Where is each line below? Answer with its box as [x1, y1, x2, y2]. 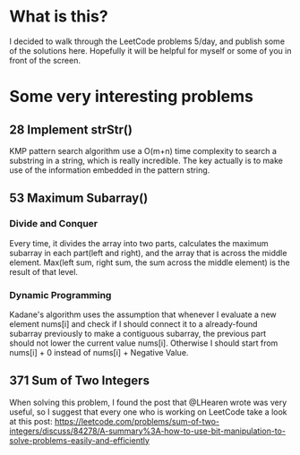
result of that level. [9, 266, 79, 277]
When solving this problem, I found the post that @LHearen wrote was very [9, 397, 287, 408]
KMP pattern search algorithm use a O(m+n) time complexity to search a [9, 145, 278, 156]
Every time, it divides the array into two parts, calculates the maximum [9, 237, 269, 248]
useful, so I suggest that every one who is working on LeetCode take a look [9, 406, 288, 417]
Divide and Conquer [9, 218, 99, 230]
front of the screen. [9, 55, 81, 65]
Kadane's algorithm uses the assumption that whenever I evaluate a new [9, 309, 278, 320]
